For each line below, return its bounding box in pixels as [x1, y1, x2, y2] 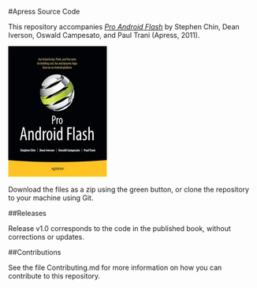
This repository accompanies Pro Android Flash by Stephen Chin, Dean [8, 22, 240, 31]
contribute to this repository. [8, 271, 101, 280]
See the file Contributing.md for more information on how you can [8, 263, 222, 272]
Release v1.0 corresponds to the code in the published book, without [8, 224, 231, 233]
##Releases [8, 209, 47, 218]
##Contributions [8, 248, 61, 256]
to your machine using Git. [8, 193, 94, 203]
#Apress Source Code [8, 7, 80, 16]
